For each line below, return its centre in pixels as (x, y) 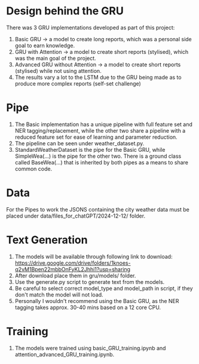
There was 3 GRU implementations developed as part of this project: (91, 27)
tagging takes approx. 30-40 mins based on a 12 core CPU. (88, 307)
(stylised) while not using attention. (58, 71)
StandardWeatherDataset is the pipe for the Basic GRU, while (90, 149)
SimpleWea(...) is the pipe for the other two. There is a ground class (98, 156)
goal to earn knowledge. (45, 45)
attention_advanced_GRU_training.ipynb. (65, 354)
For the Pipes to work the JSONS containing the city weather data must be (98, 209)
